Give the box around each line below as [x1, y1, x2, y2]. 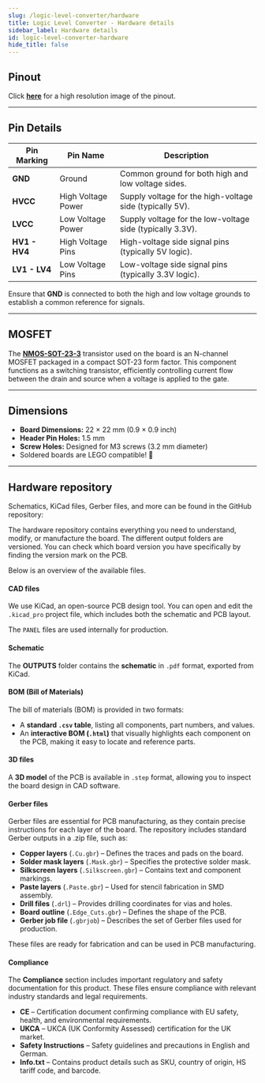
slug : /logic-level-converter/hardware [8, 11, 140, 20]
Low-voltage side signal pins [119, 258, 228, 269]
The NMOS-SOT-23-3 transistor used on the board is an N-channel [8, 348, 229, 358]
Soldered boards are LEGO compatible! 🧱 [19, 450, 154, 460]
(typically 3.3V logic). [119, 269, 200, 280]
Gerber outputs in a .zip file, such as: [8, 833, 129, 843]
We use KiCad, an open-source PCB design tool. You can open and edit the [8, 601, 253, 611]
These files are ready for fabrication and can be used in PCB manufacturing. [8, 939, 256, 949]
